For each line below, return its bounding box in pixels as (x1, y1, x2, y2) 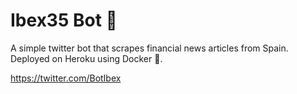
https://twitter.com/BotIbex (10, 72, 122, 84)
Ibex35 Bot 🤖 (10, 9, 118, 32)
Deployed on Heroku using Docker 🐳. (10, 52, 163, 64)
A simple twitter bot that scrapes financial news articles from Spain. (10, 42, 289, 54)
